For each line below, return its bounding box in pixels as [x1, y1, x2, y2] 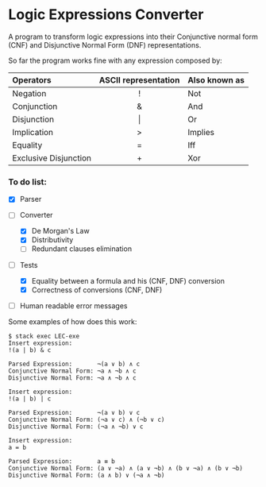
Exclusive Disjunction [12, 153, 92, 164]
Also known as [187, 74, 245, 85]
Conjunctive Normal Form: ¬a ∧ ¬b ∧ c [8, 367, 137, 375]
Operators [12, 74, 52, 85]
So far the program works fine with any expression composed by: [8, 56, 222, 65]
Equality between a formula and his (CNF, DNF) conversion [31, 276, 225, 285]
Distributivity [31, 235, 74, 245]
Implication [12, 126, 54, 137]
